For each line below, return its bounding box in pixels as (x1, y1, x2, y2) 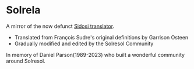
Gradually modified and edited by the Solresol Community (14, 40, 154, 47)
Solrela (6, 3, 41, 17)
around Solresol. (6, 57, 45, 64)
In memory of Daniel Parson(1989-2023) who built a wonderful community (6, 51, 185, 58)
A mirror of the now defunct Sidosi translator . (6, 23, 115, 30)
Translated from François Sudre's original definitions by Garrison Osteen (14, 34, 189, 41)
